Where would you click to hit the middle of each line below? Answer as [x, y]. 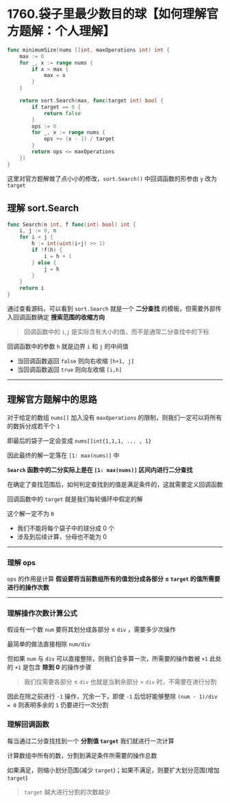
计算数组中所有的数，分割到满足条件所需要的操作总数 [82, 755]
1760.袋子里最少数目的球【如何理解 [107, 14]
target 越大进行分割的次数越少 [67, 792]
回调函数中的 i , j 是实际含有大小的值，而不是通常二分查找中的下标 [117, 331]
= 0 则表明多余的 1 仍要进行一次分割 [58, 705]
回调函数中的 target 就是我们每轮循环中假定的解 [75, 499]
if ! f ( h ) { [47, 250]
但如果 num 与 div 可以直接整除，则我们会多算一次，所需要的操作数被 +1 [107, 659]
